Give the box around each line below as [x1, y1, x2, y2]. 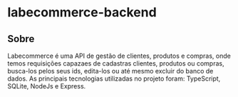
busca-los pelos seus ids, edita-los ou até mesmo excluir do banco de [7, 67, 214, 75]
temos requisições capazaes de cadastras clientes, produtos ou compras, [7, 59, 224, 68]
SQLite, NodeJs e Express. [7, 82, 86, 90]
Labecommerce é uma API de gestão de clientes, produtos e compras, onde [7, 51, 232, 60]
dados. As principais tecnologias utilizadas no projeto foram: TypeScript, [7, 74, 221, 83]
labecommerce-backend [7, 4, 157, 21]
